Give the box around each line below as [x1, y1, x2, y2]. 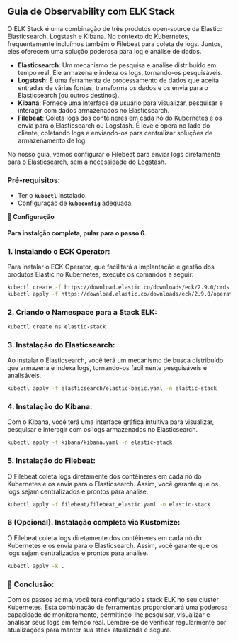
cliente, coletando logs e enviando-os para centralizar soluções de [17, 128, 213, 137]
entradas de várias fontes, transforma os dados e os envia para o [17, 83, 209, 91]
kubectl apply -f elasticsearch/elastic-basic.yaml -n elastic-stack [7, 385, 217, 392]
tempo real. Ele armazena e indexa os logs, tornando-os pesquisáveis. [17, 68, 223, 77]
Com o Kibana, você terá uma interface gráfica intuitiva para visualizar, [7, 418, 215, 426]
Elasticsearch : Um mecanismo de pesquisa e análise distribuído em [17, 60, 217, 69]
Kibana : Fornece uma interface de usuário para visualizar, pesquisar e [17, 99, 223, 107]
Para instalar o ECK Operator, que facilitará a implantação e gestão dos [7, 262, 215, 271]
